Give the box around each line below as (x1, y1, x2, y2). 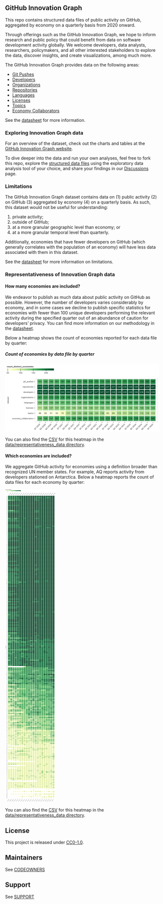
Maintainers (5, 854, 43, 862)
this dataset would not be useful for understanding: (5, 204, 108, 210)
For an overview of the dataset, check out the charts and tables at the (5, 140, 145, 146)
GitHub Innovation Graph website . (5, 146, 73, 152)
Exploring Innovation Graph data (5, 129, 84, 136)
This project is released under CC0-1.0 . (5, 839, 84, 845)
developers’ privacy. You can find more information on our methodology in (5, 320, 155, 326)
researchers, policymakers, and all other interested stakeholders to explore (5, 47, 156, 53)
